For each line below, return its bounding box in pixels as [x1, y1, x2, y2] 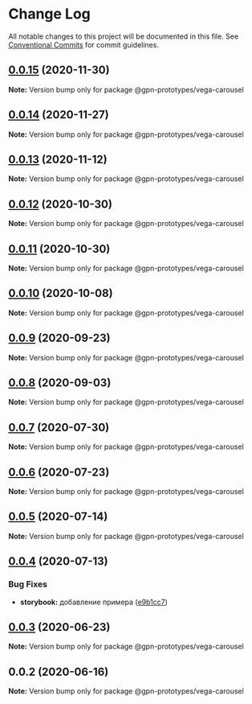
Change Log [8, 5, 91, 23]
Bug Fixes [8, 578, 48, 590]
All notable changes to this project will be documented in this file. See [8, 31, 239, 41]
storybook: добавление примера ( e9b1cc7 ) [19, 597, 169, 607]
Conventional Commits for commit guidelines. [8, 39, 159, 49]
